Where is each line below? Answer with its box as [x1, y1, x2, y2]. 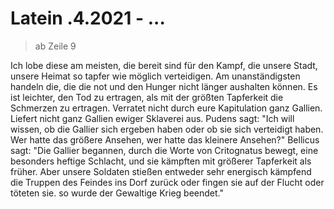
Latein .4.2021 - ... [10, 7, 166, 30]
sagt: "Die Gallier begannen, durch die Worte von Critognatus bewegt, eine [10, 144, 319, 156]
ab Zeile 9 [34, 40, 77, 52]
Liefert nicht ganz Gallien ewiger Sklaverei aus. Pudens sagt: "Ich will [10, 112, 295, 124]
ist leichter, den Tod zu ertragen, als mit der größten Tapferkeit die [10, 91, 284, 103]
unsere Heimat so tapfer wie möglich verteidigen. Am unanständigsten [10, 70, 301, 82]
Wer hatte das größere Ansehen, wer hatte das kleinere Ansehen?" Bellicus [10, 133, 320, 146]
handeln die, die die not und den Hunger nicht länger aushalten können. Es [10, 80, 318, 92]
